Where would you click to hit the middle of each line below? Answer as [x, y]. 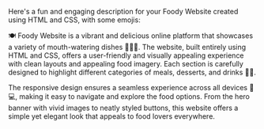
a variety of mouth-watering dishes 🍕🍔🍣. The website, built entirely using [127, 47]
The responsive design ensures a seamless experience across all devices [128, 87]
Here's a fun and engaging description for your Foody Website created [123, 11]
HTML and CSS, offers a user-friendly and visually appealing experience [126, 55]
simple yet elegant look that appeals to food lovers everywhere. [112, 116]
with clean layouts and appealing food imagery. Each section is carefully [126, 64]
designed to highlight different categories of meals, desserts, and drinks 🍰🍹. [132, 72]
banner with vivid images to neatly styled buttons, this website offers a [123, 108]
